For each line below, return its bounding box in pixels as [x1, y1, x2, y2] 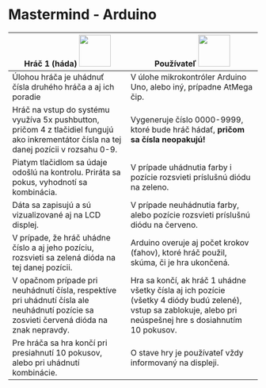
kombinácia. [12, 186, 58, 198]
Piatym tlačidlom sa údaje [12, 156, 108, 167]
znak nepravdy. [12, 324, 70, 335]
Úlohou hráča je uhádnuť [12, 71, 104, 83]
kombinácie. [12, 367, 58, 378]
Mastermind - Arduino [8, 6, 157, 24]
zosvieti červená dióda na [12, 314, 108, 325]
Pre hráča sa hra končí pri [12, 337, 108, 348]
